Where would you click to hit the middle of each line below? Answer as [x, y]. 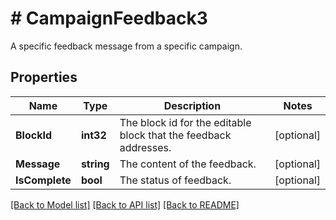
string [95, 164]
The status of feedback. [175, 180]
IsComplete [43, 180]
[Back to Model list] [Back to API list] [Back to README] [125, 204]
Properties [44, 77]
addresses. [145, 147]
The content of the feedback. [188, 164]
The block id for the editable [185, 122]
